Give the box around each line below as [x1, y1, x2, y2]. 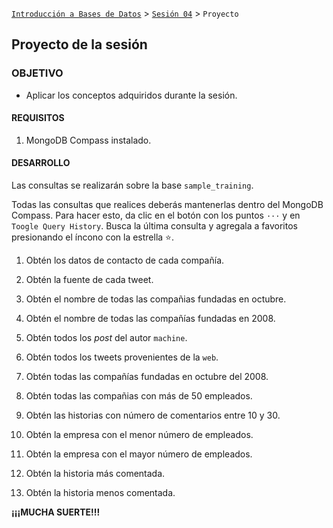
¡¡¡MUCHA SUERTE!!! [11, 506, 101, 518]
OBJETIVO [11, 66, 64, 80]
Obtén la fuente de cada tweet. [25, 274, 154, 286]
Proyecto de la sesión [11, 36, 148, 53]
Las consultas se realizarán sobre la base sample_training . [11, 179, 254, 192]
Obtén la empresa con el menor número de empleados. [25, 429, 254, 441]
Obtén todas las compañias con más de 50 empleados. [25, 390, 253, 402]
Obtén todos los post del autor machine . [25, 332, 188, 344]
